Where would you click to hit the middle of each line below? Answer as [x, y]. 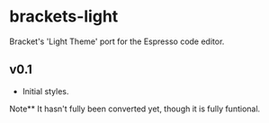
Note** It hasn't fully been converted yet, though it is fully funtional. [135, 109]
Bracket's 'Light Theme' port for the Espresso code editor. [117, 41]
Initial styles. [45, 91]
